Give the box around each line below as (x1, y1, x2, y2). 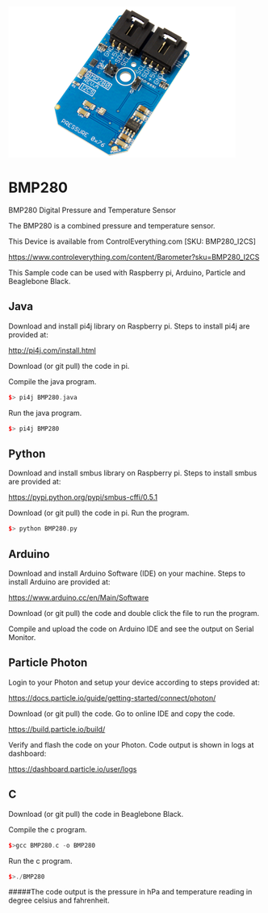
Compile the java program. (8, 376, 97, 386)
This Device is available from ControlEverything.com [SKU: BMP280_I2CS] (8, 237, 257, 246)
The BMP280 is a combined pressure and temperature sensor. (8, 220, 216, 230)
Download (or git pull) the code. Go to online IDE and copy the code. (8, 709, 236, 718)
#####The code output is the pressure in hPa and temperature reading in (8, 887, 253, 897)
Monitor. (8, 633, 36, 642)
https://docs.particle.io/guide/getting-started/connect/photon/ (8, 693, 216, 702)
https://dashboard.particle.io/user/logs (8, 764, 137, 773)
